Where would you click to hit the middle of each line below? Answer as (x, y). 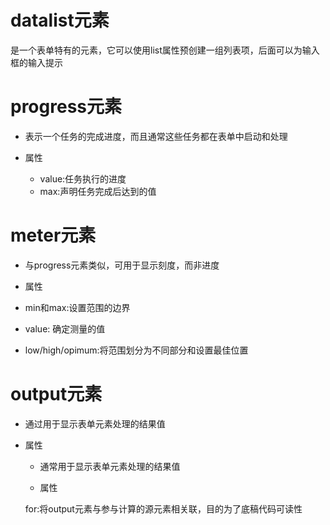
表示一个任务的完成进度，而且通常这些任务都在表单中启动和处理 (156, 136)
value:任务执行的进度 (83, 178)
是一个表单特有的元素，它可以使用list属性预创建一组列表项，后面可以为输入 (165, 50)
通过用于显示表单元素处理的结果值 (95, 423)
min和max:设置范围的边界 (77, 307)
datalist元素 (60, 20)
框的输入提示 (36, 62)
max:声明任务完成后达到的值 (98, 191)
